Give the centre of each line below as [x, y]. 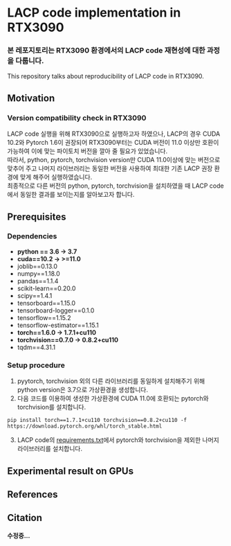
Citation [25, 518]
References [33, 494]
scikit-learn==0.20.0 [46, 288]
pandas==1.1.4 [38, 281]
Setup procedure [36, 365]
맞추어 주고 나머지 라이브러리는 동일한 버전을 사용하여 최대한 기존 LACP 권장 [110, 168]
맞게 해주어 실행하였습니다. [56, 177]
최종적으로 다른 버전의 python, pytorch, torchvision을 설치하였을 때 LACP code [115, 186]
